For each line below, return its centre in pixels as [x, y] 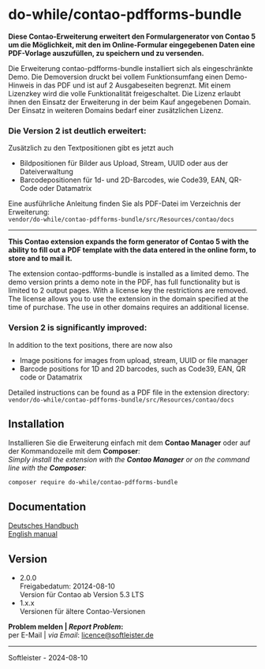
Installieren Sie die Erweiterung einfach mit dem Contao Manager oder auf [129, 443]
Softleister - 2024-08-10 [48, 657]
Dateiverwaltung [46, 172]
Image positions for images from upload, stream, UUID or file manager [134, 360]
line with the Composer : [47, 468]
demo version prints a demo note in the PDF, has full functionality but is [124, 282]
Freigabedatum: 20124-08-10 [67, 586]
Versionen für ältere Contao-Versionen [82, 611]
